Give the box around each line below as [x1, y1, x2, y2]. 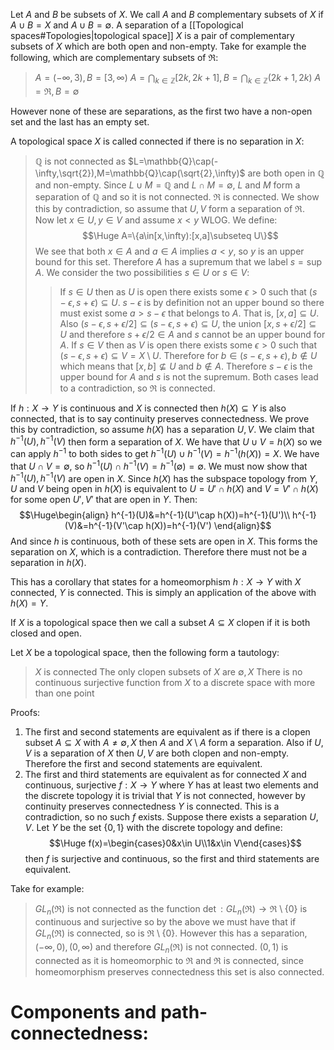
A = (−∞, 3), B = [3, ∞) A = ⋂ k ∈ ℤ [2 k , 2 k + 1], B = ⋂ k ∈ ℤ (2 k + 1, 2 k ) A [34, 72, 322, 86]
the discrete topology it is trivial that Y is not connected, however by [24, 790, 306, 802]
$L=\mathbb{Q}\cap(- [127, 155, 219, 167]
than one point [34, 687, 95, 699]
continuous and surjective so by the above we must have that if [34, 916, 297, 928]
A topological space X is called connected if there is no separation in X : [10, 135, 305, 147]
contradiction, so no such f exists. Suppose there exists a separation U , [24, 811, 319, 823]
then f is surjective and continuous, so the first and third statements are [24, 853, 320, 865]
